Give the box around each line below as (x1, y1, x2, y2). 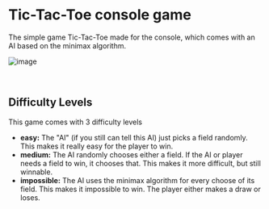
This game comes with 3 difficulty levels (8, 117, 143, 127)
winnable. (19, 167, 53, 177)
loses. (19, 192, 40, 203)
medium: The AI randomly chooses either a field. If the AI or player (19, 149, 243, 159)
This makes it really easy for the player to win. (19, 141, 174, 151)
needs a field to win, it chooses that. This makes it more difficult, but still (19, 158, 261, 168)
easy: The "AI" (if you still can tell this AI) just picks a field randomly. (19, 132, 248, 142)
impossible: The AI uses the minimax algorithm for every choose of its (19, 175, 255, 185)
